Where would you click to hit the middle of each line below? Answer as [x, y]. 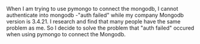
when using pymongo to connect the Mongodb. [66, 34]
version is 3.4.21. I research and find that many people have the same [94, 21]
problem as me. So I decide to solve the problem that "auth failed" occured [100, 28]
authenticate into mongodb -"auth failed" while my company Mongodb [95, 15]
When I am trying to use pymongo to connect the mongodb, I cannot [92, 9]
